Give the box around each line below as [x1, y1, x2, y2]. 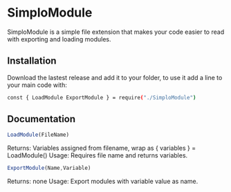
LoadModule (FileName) [7, 131, 70, 139]
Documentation [7, 113, 76, 125]
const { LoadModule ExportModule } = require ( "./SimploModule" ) [7, 94, 196, 101]
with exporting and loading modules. [7, 35, 112, 43]
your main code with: [7, 81, 68, 89]
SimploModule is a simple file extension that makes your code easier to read [7, 28, 225, 36]
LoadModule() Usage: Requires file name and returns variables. [7, 151, 188, 160]
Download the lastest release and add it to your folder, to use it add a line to [7, 73, 223, 81]
